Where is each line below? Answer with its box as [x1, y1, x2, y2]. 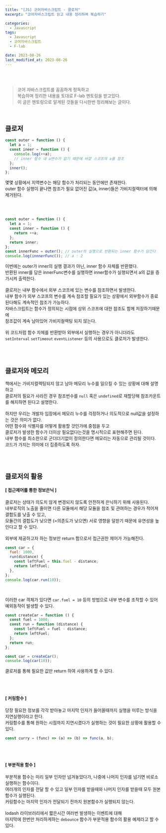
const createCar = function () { [5, 612, 74, 617]
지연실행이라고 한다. [5, 713, 44, 719]
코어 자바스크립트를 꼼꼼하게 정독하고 [17, 86, 89, 92]
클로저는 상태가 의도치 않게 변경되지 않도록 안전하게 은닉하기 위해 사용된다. [5, 499, 150, 505]
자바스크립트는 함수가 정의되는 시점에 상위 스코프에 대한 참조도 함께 [5, 306, 135, 312]
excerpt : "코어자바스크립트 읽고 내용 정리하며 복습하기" [5, 12, 107, 17]
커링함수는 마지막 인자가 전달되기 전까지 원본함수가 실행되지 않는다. [5, 798, 135, 804]
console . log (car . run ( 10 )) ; [5, 577, 61, 582]
